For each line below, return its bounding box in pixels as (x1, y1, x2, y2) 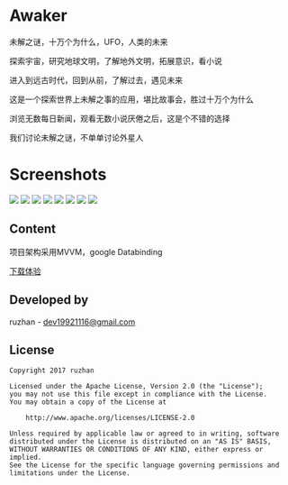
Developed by (9, 292, 89, 307)
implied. (9, 453, 42, 462)
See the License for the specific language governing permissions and (9, 461, 280, 470)
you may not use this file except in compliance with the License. (9, 389, 268, 399)
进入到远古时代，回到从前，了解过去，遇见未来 (9, 74, 183, 86)
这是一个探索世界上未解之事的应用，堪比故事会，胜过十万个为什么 (9, 94, 254, 105)
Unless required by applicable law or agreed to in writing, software (9, 429, 280, 438)
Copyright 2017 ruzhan (9, 366, 94, 375)
